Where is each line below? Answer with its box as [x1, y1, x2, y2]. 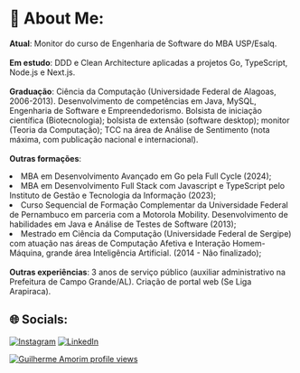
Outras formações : [9, 153, 82, 163]
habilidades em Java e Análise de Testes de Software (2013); [9, 219, 237, 229]
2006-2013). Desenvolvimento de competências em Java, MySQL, [9, 95, 258, 107]
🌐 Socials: [9, 312, 69, 328]
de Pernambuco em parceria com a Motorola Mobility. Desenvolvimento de [9, 209, 289, 219]
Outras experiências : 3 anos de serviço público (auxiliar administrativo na [9, 266, 286, 277]
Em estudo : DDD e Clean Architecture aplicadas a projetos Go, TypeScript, [9, 57, 288, 68]
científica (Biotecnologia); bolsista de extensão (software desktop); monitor [9, 115, 290, 126]
